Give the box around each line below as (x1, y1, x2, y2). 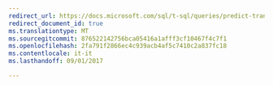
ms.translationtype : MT (8, 27, 89, 35)
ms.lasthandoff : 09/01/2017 (8, 57, 104, 66)
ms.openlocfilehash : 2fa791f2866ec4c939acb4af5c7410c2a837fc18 (8, 42, 227, 50)
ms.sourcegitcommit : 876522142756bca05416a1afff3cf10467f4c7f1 (8, 34, 227, 43)
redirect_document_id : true (8, 19, 104, 28)
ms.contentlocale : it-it (8, 49, 93, 57)
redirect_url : (8, 11, 57, 20)
